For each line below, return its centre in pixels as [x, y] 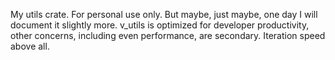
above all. [30, 46]
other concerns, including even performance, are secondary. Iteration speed [168, 35]
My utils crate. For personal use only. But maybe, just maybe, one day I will [164, 14]
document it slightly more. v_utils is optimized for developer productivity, [160, 25]
